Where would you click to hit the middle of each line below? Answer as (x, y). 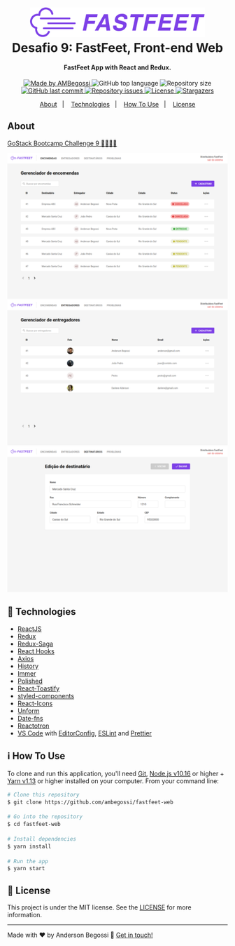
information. (25, 915)
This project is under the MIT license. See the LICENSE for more (100, 907)
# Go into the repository (45, 817)
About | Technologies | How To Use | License (117, 105)
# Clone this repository (43, 794)
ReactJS (29, 629)
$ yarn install (29, 846)
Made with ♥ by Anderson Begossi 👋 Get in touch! (80, 935)
